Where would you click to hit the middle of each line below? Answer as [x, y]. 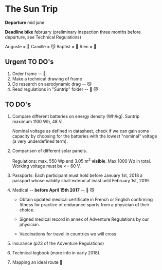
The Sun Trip [32, 9]
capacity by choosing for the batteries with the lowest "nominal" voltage [84, 136]
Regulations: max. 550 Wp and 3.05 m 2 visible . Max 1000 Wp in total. [82, 160]
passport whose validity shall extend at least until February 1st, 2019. [81, 181]
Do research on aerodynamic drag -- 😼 [52, 84]
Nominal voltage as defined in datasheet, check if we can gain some [81, 131]
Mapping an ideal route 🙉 [37, 262]
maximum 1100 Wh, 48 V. [37, 121]
